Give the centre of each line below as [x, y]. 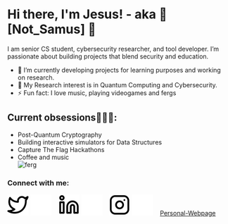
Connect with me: [38, 182]
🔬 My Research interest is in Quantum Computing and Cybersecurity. [118, 85]
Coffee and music [43, 157]
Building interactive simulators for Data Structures [90, 142]
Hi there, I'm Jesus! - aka [82, 14]
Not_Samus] [46, 29]
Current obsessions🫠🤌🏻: [62, 118]
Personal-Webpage [188, 213]
